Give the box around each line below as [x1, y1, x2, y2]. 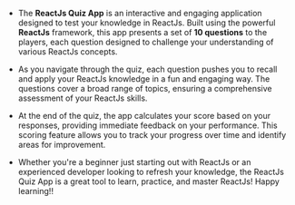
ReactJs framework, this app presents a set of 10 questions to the [17, 27, 268, 37]
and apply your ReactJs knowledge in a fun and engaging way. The [17, 73, 270, 84]
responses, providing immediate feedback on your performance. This [17, 120, 279, 131]
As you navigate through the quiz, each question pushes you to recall [17, 63, 278, 74]
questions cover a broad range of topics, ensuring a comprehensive [17, 83, 272, 93]
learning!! [17, 186, 54, 196]
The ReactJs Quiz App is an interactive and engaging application [17, 8, 262, 18]
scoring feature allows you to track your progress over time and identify [17, 130, 287, 140]
